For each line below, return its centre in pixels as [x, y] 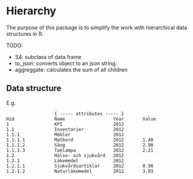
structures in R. [25, 33]
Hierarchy [31, 11]
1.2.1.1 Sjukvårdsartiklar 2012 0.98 [80, 166]
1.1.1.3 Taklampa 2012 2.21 [80, 150]
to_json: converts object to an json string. [66, 63]
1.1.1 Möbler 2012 [65, 135]
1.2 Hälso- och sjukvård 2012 [65, 155]
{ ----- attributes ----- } [89, 114]
